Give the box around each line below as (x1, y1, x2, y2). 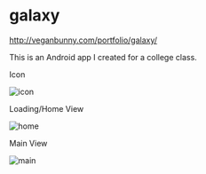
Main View (9, 138, 48, 148)
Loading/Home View (9, 103, 84, 114)
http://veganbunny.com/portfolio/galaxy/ (9, 35, 158, 45)
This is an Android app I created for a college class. (9, 51, 197, 62)
